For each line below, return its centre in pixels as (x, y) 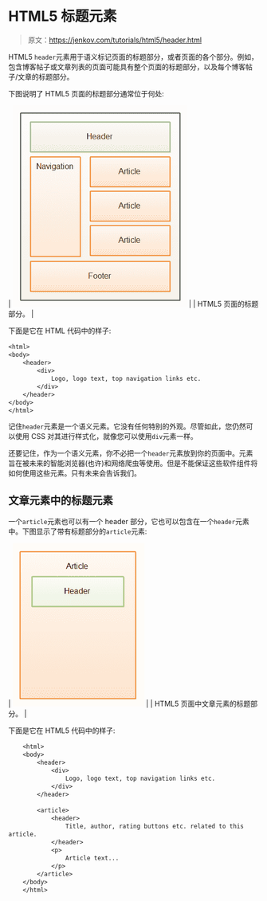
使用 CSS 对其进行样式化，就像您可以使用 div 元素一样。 (106, 436)
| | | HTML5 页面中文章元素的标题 (130, 703)
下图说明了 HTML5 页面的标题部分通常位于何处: (86, 93)
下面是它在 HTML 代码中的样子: (60, 331)
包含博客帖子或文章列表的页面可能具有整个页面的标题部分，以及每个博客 (127, 67)
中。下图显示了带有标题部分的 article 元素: (78, 531)
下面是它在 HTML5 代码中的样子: (62, 731)
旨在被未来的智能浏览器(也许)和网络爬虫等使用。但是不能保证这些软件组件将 (133, 463)
